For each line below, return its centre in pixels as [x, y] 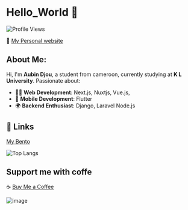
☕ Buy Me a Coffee [30, 187]
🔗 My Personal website [35, 40]
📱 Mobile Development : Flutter [53, 98]
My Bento [18, 141]
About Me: [27, 60]
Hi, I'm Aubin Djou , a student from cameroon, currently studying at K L [94, 74]
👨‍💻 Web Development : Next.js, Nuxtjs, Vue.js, [73, 92]
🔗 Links [20, 127]
